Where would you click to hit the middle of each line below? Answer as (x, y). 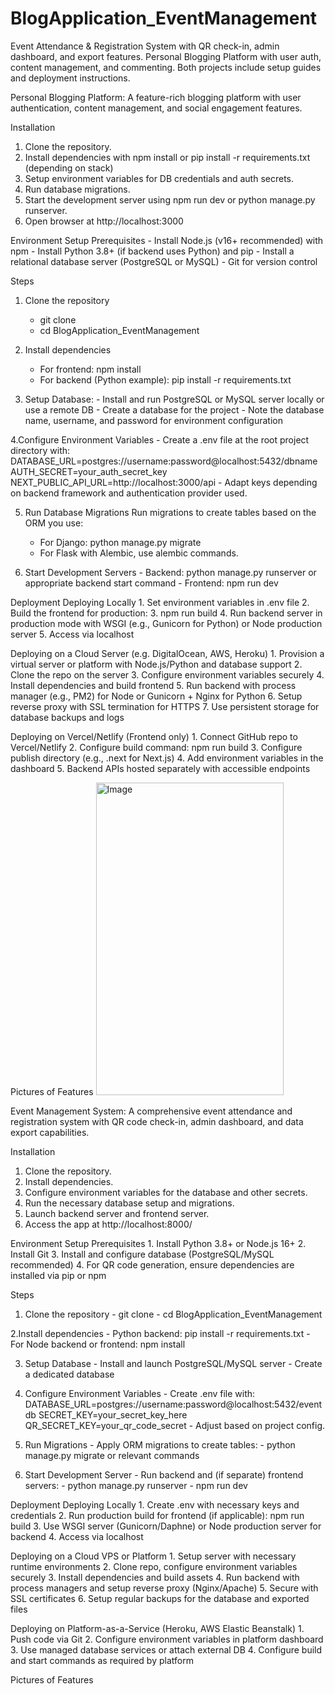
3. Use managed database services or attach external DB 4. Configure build (166, 1649)
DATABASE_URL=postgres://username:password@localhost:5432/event (173, 1404)
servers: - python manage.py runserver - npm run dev (136, 1485)
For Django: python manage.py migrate (120, 542)
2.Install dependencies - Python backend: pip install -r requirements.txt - (160, 1333)
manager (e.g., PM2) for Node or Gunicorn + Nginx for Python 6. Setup (156, 696)
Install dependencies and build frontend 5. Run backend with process (153, 685)
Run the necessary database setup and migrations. (129, 1203)
